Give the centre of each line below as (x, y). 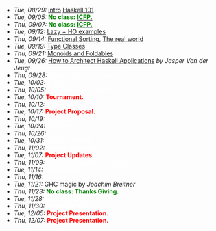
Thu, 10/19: (29, 119)
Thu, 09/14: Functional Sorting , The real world (79, 39)
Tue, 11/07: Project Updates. (54, 155)
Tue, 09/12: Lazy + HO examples (60, 31)
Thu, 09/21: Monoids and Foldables (63, 53)
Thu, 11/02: (29, 148)
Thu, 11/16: (28, 177)
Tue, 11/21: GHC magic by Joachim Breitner (74, 184)
